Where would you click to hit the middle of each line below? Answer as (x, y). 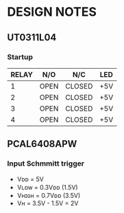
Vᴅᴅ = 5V (30, 179)
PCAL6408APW (42, 144)
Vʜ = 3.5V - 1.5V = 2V (48, 203)
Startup (20, 57)
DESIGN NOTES (52, 12)
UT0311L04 (32, 37)
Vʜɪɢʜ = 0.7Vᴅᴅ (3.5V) (49, 195)
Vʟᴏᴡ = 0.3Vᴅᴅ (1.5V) (47, 187)
